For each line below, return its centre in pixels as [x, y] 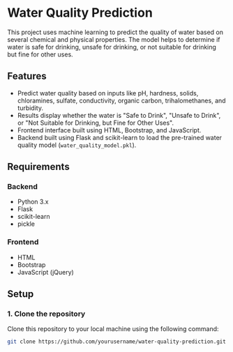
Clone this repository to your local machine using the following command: [113, 329]
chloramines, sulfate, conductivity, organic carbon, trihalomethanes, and [121, 100]
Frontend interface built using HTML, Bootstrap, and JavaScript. [109, 130]
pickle [26, 224]
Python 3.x [33, 202]
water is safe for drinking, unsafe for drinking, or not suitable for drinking [112, 47]
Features [27, 76]
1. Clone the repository [46, 314]
